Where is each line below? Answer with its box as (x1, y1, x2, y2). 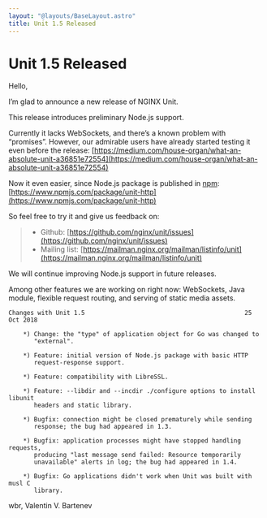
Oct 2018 (8, 316, 38, 325)
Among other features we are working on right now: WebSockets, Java (8, 285, 245, 295)
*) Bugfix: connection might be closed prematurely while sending (23, 416, 252, 424)
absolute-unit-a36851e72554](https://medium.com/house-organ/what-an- (8, 154, 258, 164)
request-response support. (33, 359, 126, 367)
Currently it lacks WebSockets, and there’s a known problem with (8, 128, 226, 138)
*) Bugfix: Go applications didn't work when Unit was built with (23, 473, 252, 481)
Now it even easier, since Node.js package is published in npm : (8, 179, 220, 188)
